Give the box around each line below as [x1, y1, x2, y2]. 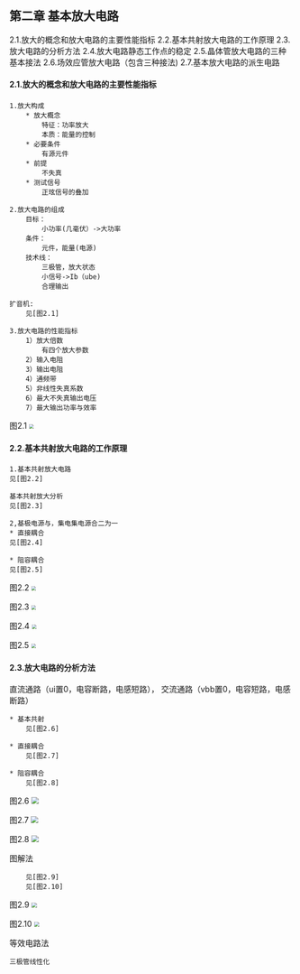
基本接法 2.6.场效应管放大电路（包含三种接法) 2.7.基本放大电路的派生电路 [9, 57, 281, 68]
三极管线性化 [9, 958, 50, 967]
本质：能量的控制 [41, 130, 96, 140]
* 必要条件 [25, 140, 61, 149]
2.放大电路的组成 [9, 206, 65, 215]
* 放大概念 [25, 111, 61, 120]
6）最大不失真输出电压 [25, 394, 97, 404]
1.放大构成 [9, 102, 45, 111]
